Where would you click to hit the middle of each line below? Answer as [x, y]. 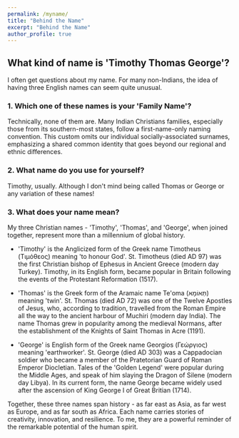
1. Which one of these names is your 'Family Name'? [100, 106]
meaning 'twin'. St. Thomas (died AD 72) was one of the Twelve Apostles [125, 300]
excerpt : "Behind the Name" [49, 27]
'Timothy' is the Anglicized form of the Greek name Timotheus [109, 249]
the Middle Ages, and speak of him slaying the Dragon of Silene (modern [124, 375]
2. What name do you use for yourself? [76, 170]
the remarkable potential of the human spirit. [73, 427]
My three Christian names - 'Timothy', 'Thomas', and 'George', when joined [118, 227]
